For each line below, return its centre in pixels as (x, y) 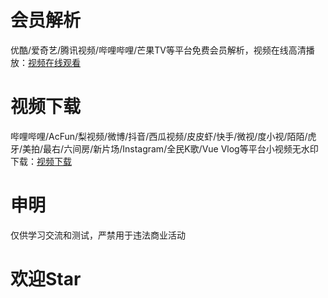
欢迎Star (46, 279)
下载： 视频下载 (41, 161)
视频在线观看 (54, 62)
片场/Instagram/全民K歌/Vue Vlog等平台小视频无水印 (210, 148)
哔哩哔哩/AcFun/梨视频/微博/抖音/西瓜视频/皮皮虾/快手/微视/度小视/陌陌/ (159, 136)
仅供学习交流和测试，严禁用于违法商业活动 (98, 235)
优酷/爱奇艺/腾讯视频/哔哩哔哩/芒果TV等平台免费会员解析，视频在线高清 (158, 50)
